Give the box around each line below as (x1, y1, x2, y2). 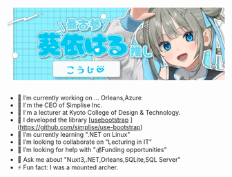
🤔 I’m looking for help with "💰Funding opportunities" (17, 146, 167, 154)
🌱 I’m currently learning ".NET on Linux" (17, 131, 130, 139)
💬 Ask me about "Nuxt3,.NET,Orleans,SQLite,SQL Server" (17, 156, 181, 164)
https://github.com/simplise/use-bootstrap (19, 123, 141, 131)
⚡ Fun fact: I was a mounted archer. (17, 163, 119, 171)
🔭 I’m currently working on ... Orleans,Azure (17, 94, 142, 102)
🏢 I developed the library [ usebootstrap (17, 115, 129, 124)
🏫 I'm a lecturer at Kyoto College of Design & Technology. (17, 109, 181, 117)
